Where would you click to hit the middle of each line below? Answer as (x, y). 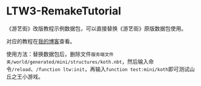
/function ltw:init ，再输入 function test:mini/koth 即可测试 (113, 69)
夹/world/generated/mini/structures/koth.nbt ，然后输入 (77, 61)
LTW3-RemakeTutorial (64, 11)
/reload (21, 69)
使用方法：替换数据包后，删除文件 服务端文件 (60, 54)
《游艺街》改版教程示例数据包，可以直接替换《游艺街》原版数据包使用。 (96, 28)
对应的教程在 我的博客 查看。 (41, 41)
